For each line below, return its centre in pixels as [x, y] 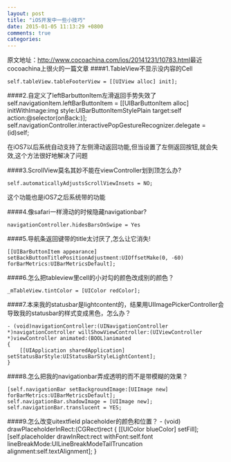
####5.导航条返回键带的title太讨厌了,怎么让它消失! [79, 239]
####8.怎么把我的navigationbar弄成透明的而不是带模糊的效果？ [98, 376]
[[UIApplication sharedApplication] [73, 350]
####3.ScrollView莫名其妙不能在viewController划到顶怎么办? [94, 170]
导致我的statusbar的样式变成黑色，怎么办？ [69, 313]
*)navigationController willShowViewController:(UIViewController [105, 332]
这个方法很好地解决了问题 [52, 156]
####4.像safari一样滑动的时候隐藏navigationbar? [77, 212]
